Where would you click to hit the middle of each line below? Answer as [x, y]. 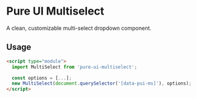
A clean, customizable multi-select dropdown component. [79, 28]
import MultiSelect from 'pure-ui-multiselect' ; [74, 67]
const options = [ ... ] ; [42, 78]
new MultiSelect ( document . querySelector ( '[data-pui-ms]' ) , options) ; [102, 83]
